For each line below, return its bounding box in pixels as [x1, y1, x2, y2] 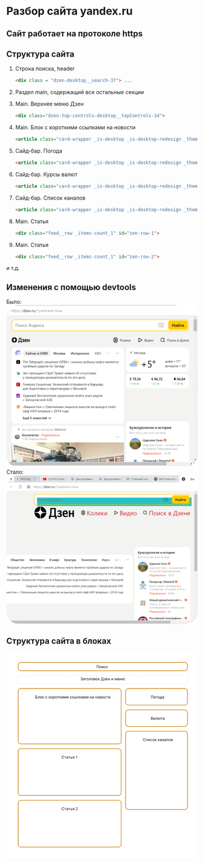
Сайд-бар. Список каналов [15, 194, 86, 201]
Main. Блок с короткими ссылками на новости [15, 124, 135, 131]
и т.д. [6, 264, 20, 272]
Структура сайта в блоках [6, 636, 111, 647]
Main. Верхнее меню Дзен [15, 100, 84, 107]
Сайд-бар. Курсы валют [15, 170, 78, 178]
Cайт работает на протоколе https [6, 29, 143, 39]
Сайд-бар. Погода [15, 147, 63, 155]
